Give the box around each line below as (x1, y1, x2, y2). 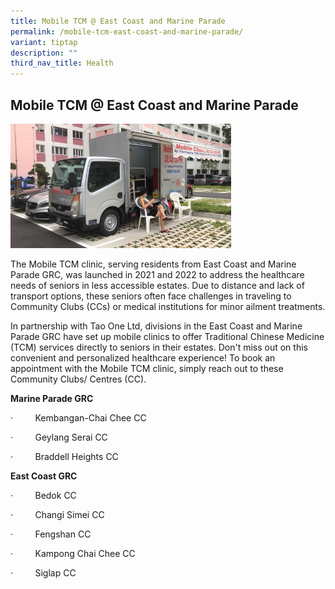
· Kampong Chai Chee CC (10, 547, 136, 559)
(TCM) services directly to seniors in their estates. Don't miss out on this (10, 341, 308, 353)
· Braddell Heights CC (10, 450, 119, 462)
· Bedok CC (10, 489, 77, 501)
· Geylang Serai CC (10, 431, 108, 443)
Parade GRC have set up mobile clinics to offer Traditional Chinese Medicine (10, 330, 325, 342)
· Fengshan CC (10, 528, 92, 540)
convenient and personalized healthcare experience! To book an (10, 351, 276, 364)
